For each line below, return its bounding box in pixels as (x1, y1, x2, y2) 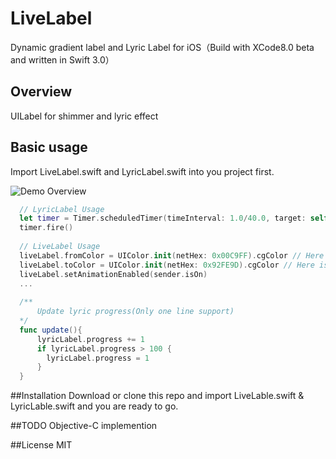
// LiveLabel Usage (19, 242, 101, 252)
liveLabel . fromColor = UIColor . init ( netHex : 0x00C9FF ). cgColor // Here (19, 250, 325, 261)
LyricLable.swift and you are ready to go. (10, 400, 179, 412)
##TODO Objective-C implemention (10, 420, 158, 432)
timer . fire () (19, 223, 74, 233)
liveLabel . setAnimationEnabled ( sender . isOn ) (19, 269, 208, 279)
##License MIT (10, 439, 73, 451)
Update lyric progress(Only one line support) (36, 307, 235, 317)
